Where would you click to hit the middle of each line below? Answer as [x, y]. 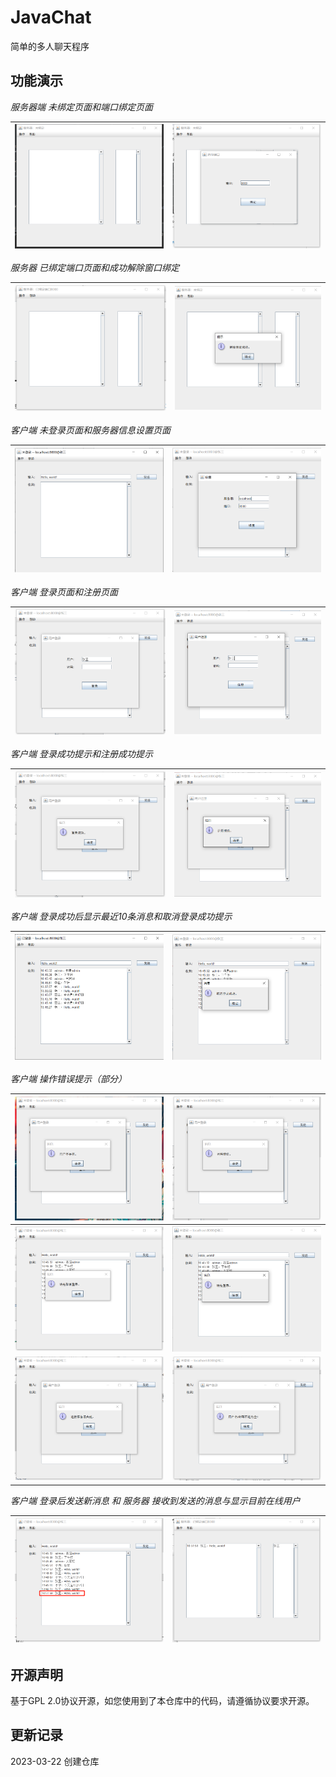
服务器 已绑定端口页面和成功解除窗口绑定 [95, 268]
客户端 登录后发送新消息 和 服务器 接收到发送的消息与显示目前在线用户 [155, 1500]
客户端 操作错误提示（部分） [68, 1079]
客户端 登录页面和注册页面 [64, 592]
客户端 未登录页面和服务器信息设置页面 [90, 430]
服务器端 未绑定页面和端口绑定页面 [81, 107]
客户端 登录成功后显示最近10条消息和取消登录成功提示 [121, 917]
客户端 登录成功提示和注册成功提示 [81, 754]
